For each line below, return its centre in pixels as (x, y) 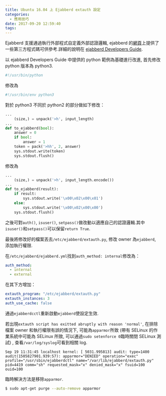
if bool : (23, 137)
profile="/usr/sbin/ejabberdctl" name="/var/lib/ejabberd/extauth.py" (80, 360)
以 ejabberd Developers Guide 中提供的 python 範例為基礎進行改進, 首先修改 (83, 60)
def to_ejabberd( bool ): (30, 128)
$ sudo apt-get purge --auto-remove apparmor (53, 388)
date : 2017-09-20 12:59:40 (33, 24)
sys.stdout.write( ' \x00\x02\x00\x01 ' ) (63, 198)
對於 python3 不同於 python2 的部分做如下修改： (55, 105)
